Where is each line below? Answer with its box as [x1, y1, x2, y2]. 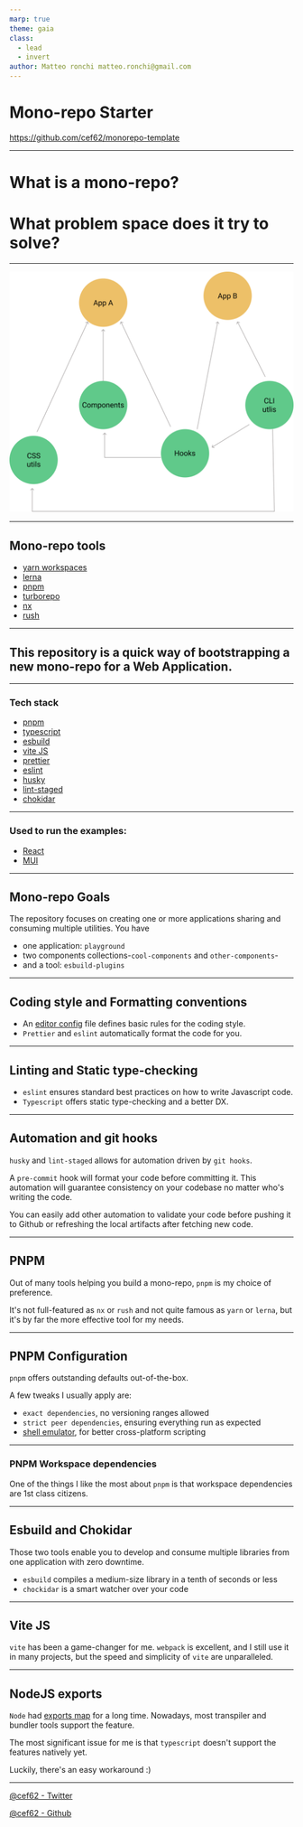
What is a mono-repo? [9, 173, 179, 193]
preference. [9, 1287, 53, 1298]
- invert [17, 52, 50, 62]
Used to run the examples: [9, 825, 127, 838]
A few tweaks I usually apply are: [9, 1390, 133, 1401]
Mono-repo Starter [9, 102, 153, 123]
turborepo [22, 591, 60, 602]
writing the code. [9, 1191, 73, 1202]
